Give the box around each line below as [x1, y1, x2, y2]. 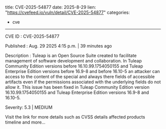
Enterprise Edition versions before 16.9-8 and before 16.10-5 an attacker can [5, 68, 160, 74]
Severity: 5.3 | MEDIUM [5, 104, 53, 110]
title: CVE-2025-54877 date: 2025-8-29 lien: [5, 4, 96, 10]
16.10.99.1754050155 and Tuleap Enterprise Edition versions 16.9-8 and [5, 89, 149, 95]
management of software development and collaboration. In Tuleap [5, 58, 142, 64]
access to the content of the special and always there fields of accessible [5, 74, 155, 79]
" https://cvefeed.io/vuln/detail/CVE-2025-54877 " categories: [5, 9, 130, 15]
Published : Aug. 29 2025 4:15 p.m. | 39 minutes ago [5, 43, 112, 49]
